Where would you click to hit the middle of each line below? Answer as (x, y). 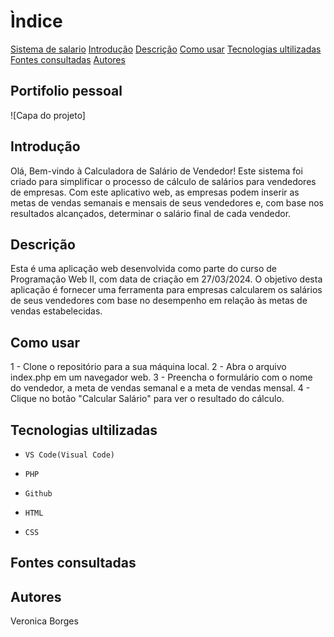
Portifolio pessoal (66, 91)
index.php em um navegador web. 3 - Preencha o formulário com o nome (161, 377)
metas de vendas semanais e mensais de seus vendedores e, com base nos (167, 202)
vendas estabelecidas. (56, 311)
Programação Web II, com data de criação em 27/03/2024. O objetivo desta (166, 279)
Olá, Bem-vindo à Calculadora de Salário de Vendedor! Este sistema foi (156, 171)
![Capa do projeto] (48, 115)
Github (38, 494)
